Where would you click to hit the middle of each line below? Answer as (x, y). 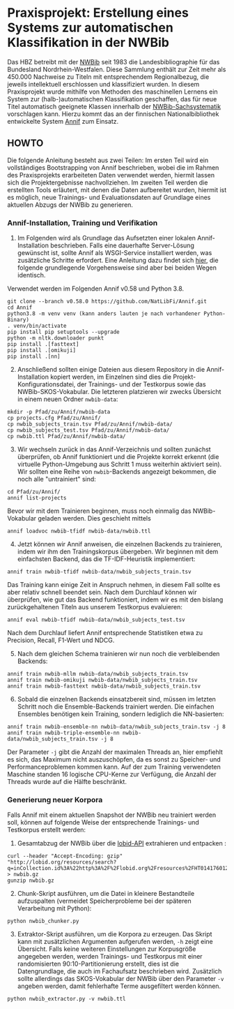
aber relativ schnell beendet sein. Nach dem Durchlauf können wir (102, 593)
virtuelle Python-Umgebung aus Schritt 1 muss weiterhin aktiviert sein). (119, 464)
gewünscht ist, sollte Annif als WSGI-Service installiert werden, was (115, 253)
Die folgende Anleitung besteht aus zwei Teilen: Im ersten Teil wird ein (108, 160)
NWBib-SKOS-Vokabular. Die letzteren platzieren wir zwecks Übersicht (119, 392)
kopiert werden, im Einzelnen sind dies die (111, 377)
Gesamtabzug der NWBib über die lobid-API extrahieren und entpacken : (122, 843)
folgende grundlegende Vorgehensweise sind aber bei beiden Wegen (117, 268)
